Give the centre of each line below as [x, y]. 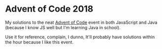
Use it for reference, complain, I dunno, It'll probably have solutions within [80, 37]
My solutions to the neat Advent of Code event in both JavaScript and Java [81, 22]
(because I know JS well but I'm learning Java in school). [63, 27]
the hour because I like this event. [39, 42]
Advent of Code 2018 [49, 9]
